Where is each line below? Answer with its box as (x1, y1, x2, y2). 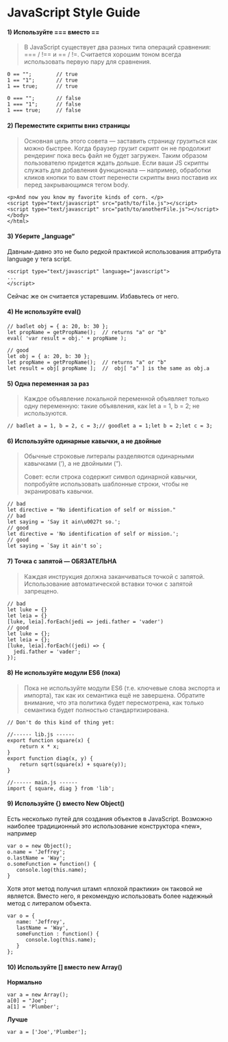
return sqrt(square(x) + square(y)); (19, 761, 127, 768)
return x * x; (19, 743, 60, 750)
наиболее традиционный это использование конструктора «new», (7, 822, 202, 831)
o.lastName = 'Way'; (7, 855, 66, 862)
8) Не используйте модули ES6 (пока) (7, 669, 121, 677)
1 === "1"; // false (7, 101, 81, 108)
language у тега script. (7, 254, 72, 263)
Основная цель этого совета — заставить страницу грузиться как (23, 137, 218, 145)
